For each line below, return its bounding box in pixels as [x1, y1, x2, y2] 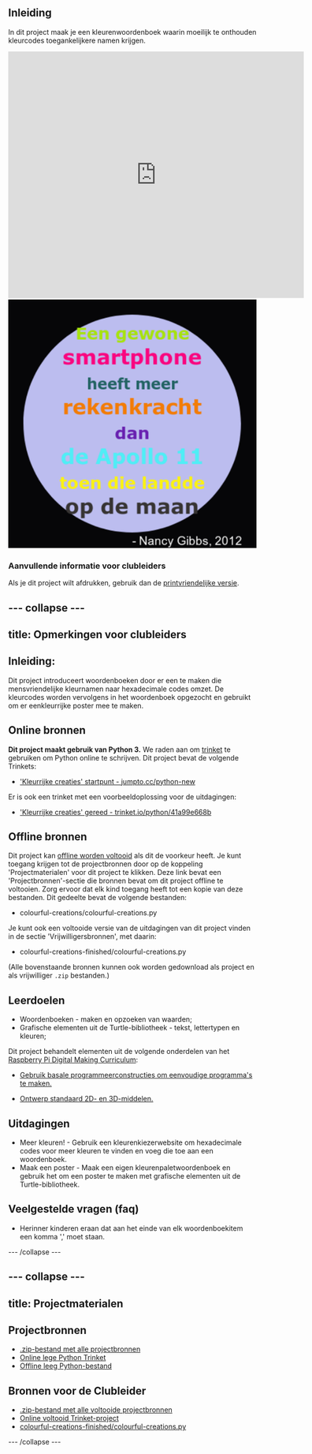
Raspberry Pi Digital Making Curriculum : [8, 1055, 139, 1064]
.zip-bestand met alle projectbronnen [19, 1344, 141, 1354]
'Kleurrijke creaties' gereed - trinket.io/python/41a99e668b [19, 807, 212, 817]
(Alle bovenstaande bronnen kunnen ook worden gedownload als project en [8, 962, 254, 972]
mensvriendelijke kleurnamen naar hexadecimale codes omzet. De [8, 684, 225, 693]
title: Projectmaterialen [8, 1297, 124, 1310]
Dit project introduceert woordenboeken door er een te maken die [8, 675, 222, 685]
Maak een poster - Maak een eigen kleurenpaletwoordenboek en [19, 1163, 231, 1172]
